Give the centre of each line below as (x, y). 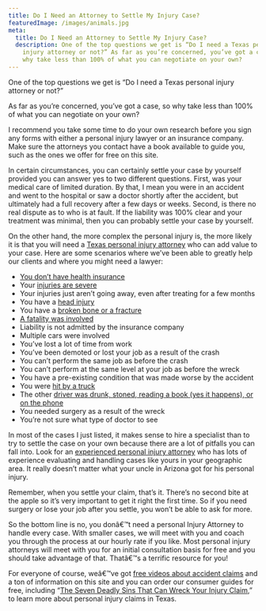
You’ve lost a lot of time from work (76, 343)
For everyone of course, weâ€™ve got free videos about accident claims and (133, 573)
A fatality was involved (57, 318)
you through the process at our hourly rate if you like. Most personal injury (129, 541)
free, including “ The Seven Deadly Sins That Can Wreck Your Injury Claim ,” (131, 590)
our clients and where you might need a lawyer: (86, 261)
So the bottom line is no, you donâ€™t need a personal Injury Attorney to (126, 524)
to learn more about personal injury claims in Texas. (92, 598)
